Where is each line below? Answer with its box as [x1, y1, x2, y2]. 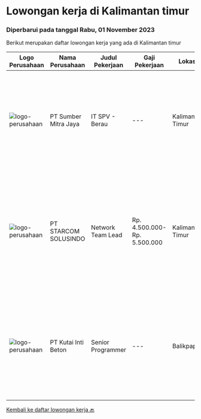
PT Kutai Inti [50, 338, 84, 346]
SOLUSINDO [50, 235, 86, 243]
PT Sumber [50, 112, 82, 121]
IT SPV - [90, 112, 115, 121]
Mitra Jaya [50, 120, 80, 128]
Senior [90, 338, 109, 346]
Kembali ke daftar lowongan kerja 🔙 [6, 406, 95, 414]
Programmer [90, 346, 127, 354]
